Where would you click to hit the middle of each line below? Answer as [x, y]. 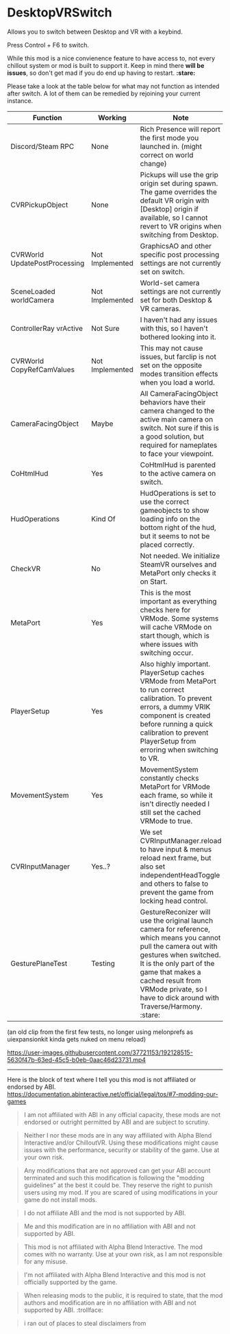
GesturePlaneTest [39, 963]
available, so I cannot [174, 218]
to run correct [162, 689]
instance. [20, 100]
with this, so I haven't [174, 328]
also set [153, 866]
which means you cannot [180, 937]
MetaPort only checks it [178, 573]
